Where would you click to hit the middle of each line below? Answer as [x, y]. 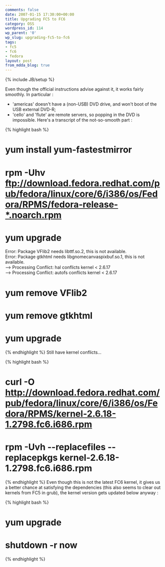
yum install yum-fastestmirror [69, 150]
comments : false [22, 10]
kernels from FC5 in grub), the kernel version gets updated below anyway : [82, 493]
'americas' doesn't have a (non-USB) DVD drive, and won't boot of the [84, 104]
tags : [11, 42]
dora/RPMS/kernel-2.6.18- [61, 414]
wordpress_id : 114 [24, 28]
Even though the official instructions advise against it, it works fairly [75, 89]
